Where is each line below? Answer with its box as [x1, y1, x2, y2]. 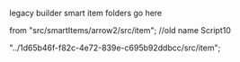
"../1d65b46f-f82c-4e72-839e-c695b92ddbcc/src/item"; [9, 42, 221, 53]
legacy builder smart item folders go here [9, 8, 163, 18]
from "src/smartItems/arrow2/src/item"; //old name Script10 [9, 25, 231, 35]
